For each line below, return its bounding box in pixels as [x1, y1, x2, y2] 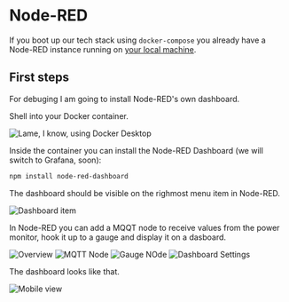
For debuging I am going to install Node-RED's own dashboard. [9, 93, 240, 104]
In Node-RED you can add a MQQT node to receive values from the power [9, 222, 280, 233]
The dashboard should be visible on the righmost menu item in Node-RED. [9, 187, 281, 198]
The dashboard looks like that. [9, 266, 120, 276]
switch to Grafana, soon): [9, 155, 102, 165]
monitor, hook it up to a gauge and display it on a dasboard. [9, 232, 227, 242]
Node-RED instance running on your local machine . [9, 44, 197, 54]
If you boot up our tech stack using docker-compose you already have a [9, 35, 266, 45]
